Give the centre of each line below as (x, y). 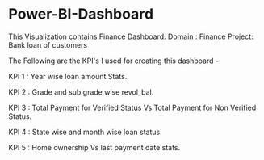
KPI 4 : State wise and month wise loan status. (86, 132)
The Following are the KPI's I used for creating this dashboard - (114, 61)
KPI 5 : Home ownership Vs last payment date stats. (94, 147)
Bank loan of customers (48, 44)
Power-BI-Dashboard (81, 14)
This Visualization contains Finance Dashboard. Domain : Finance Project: (131, 36)
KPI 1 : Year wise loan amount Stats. (68, 76)
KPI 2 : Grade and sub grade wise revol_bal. (81, 92)
